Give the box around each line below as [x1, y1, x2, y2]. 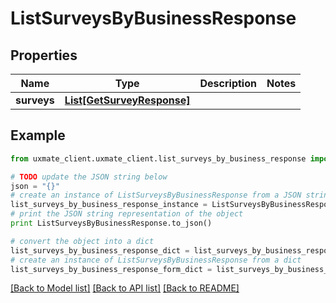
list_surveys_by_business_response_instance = [10, 200, 208, 210]
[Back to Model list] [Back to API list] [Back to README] [10, 282, 240, 294]
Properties [10, 47, 78, 64]
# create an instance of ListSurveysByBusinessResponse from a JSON [10, 190, 302, 201]
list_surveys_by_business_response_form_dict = [10, 264, 213, 274]
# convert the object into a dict [10, 236, 155, 246]
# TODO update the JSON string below [10, 172, 168, 182]
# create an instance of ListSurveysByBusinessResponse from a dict [10, 255, 302, 265]
